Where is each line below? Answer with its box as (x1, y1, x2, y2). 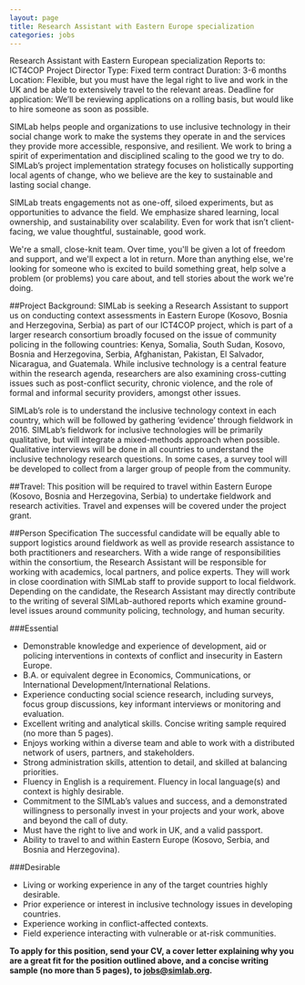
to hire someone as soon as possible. (9, 104, 149, 115)
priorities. (22, 767, 59, 778)
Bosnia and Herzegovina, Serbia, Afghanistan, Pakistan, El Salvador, (9, 348, 265, 360)
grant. (9, 510, 32, 521)
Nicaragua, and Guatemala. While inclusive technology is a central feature (9, 358, 287, 369)
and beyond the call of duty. (22, 815, 128, 826)
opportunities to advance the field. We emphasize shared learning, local (9, 207, 280, 218)
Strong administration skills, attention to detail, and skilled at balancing (22, 757, 288, 768)
